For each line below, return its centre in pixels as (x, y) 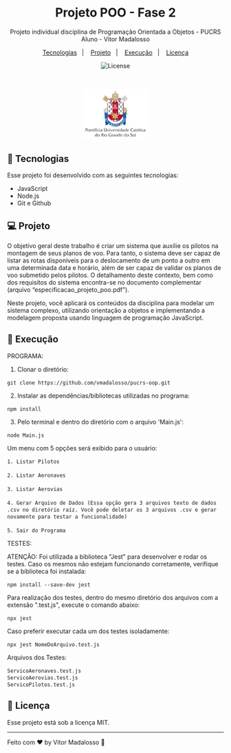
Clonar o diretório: (43, 369)
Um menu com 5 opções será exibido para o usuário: (82, 448)
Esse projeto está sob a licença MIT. (58, 722)
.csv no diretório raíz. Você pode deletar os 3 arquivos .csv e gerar (112, 510)
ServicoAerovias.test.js (43, 678)
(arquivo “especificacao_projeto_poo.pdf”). (68, 289)
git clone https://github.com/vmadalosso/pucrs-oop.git (89, 383)
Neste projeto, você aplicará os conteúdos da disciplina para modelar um (111, 303)
